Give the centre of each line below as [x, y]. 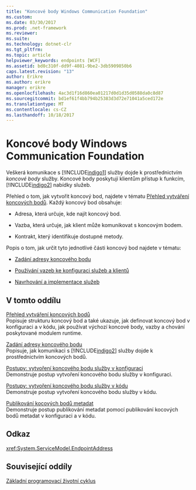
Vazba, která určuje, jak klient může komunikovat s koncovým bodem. [99, 225]
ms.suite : [18, 39]
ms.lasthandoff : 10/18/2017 [40, 115]
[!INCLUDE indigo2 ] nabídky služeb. [49, 185]
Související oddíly [39, 467]
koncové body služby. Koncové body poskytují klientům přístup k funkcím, [96, 179]
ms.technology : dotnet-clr [39, 44]
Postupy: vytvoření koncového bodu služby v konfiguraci [75, 368]
